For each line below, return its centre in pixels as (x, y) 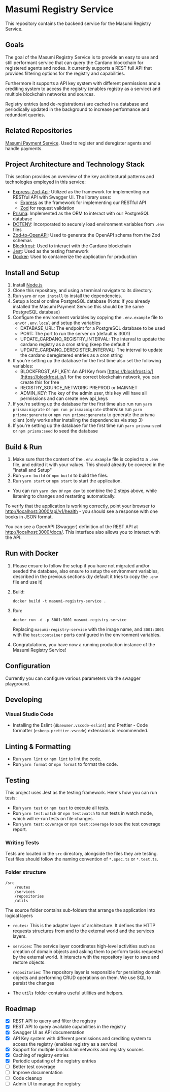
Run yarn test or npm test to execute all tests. (61, 808)
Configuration (28, 666)
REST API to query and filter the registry (54, 1021)
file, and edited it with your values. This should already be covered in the (89, 465)
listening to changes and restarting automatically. (64, 496)
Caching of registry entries (41, 1055)
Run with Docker (32, 553)
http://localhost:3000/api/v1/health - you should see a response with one (82, 511)
